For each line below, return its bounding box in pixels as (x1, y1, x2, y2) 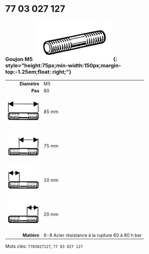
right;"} (52, 68, 72, 76)
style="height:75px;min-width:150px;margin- (5, 62, 122, 69)
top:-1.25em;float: (5, 68, 52, 76)
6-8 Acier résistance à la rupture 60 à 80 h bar (44, 232, 142, 238)
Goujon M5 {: (5, 56, 118, 63)
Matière (22, 232, 40, 238)
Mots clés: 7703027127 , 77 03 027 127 (5, 243, 83, 249)
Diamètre (19, 81, 40, 87)
